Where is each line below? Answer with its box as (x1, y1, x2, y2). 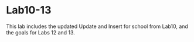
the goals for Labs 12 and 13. (6, 29, 75, 36)
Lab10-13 (6, 3, 52, 17)
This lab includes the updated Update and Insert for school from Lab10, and (6, 23, 189, 30)
